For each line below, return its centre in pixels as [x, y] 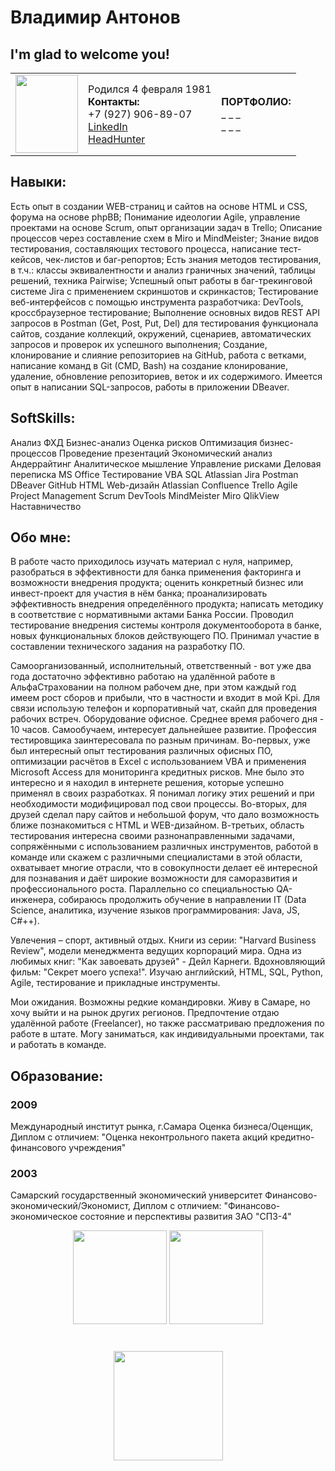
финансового [38, 1148]
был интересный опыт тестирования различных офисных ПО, [141, 751]
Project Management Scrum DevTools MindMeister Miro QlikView [145, 495]
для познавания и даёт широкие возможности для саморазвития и [154, 878]
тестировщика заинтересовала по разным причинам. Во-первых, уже [160, 740]
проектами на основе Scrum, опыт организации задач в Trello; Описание [166, 227]
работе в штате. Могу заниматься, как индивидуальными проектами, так [167, 1034]
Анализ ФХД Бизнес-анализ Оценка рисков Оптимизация [134, 442]
